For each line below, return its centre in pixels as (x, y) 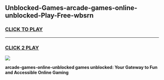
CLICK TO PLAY (24, 30)
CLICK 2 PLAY (22, 48)
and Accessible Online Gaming (37, 72)
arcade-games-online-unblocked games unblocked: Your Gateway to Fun (81, 67)
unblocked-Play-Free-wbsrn (49, 16)
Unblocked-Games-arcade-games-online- (71, 8)
